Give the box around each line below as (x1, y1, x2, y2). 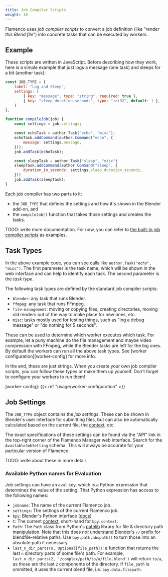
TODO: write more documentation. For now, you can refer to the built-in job (5, 226, 160, 232)
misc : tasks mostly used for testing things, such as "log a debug (12, 317, 144, 323)
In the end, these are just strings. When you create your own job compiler (5, 363, 157, 369)
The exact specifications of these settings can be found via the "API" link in (5, 431, 161, 438)
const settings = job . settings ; (14, 121, 82, 126)
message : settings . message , (23, 139, 82, 145)
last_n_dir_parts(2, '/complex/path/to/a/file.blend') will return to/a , (12, 555, 163, 561)
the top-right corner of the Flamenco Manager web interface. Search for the (5, 437, 162, 443)
